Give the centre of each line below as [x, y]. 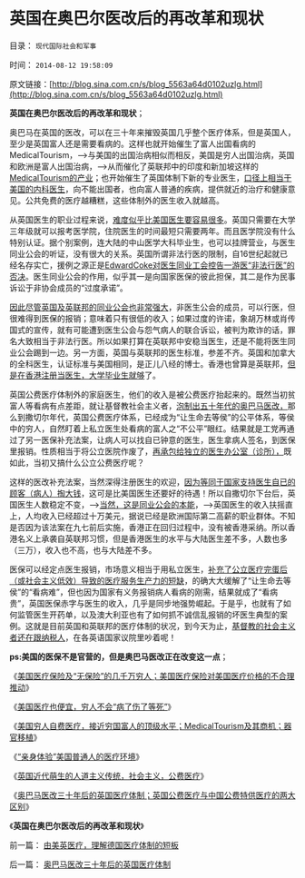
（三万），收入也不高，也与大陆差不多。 [83, 549]
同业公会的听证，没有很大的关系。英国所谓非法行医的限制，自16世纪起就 [145, 253]
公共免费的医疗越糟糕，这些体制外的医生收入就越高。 [124, 200]
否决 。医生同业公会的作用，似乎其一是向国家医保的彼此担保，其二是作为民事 [152, 276]
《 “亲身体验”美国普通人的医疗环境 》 [77, 756]
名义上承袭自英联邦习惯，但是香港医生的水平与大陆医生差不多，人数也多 [152, 538]
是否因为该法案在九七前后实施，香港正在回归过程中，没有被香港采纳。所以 [148, 527]
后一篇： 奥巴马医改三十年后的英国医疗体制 [90, 864]
